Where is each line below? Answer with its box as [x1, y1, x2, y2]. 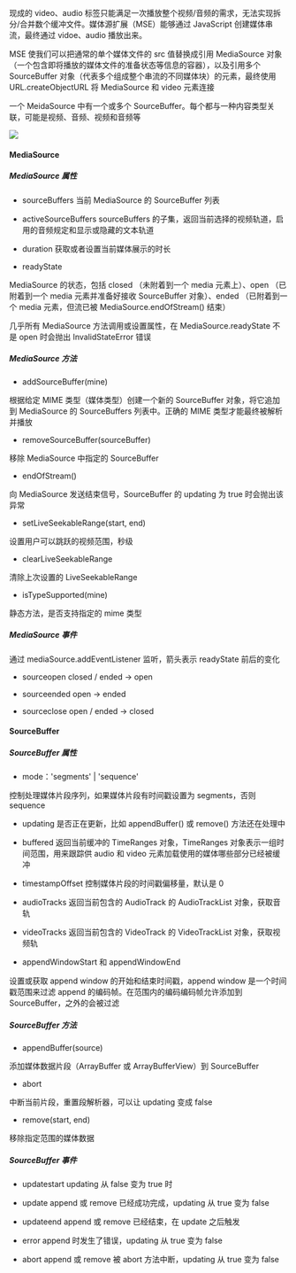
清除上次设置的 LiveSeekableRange [9, 571, 138, 582]
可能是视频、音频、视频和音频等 [24, 112, 141, 122]
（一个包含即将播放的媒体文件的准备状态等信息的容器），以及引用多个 [9, 60, 261, 70]
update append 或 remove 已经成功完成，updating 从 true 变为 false [21, 1198, 269, 1207]
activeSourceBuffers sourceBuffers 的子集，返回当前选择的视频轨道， [21, 213, 277, 224]
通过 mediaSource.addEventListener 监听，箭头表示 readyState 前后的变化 [9, 654, 280, 664]
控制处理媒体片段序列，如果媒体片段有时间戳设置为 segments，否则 [9, 790, 256, 801]
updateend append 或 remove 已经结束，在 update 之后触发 [21, 1216, 240, 1227]
